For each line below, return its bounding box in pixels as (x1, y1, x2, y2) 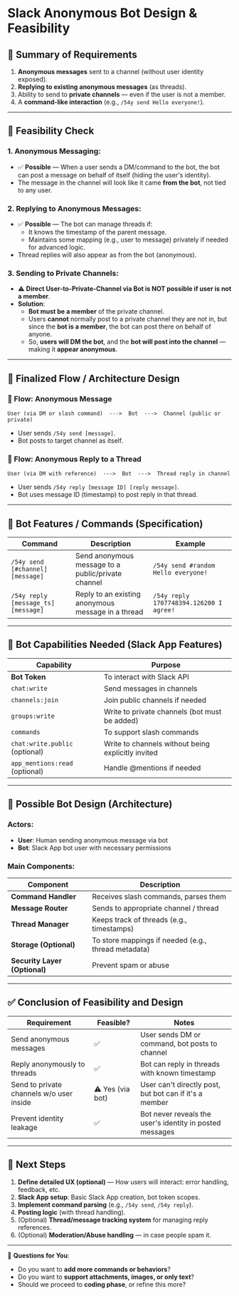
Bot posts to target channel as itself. (17, 436, 124, 445)
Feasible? (97, 1017, 130, 1027)
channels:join (11, 696, 59, 704)
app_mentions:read (11, 759, 73, 767)
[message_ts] (11, 599, 55, 607)
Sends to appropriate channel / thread (92, 903, 219, 913)
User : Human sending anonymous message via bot (17, 835, 169, 844)
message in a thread (75, 607, 144, 617)
